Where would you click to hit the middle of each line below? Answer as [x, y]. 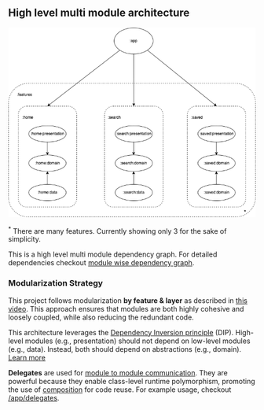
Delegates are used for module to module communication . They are [118, 372]
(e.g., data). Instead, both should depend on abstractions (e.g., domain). [125, 349]
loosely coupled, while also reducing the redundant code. [101, 317]
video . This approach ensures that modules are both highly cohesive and [126, 308]
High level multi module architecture [99, 13]
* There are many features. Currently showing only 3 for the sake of [117, 230]
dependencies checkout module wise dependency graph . [101, 263]
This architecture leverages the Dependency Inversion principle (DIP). [121, 332]
